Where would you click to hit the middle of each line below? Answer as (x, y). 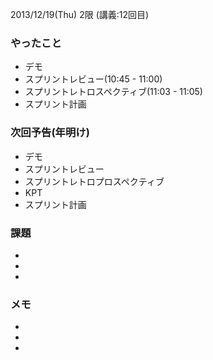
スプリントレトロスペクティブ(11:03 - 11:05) (113, 92)
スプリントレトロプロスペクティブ (94, 181)
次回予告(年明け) (50, 133)
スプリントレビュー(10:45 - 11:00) (93, 79)
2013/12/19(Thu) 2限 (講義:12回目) (80, 14)
